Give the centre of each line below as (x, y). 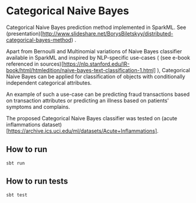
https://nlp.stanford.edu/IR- (96, 64)
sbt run (16, 163)
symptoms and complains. (38, 107)
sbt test (17, 195)
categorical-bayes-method (39, 40)
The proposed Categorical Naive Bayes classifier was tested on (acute (92, 118)
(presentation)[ (24, 33)
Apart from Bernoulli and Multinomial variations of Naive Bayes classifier (94, 51)
